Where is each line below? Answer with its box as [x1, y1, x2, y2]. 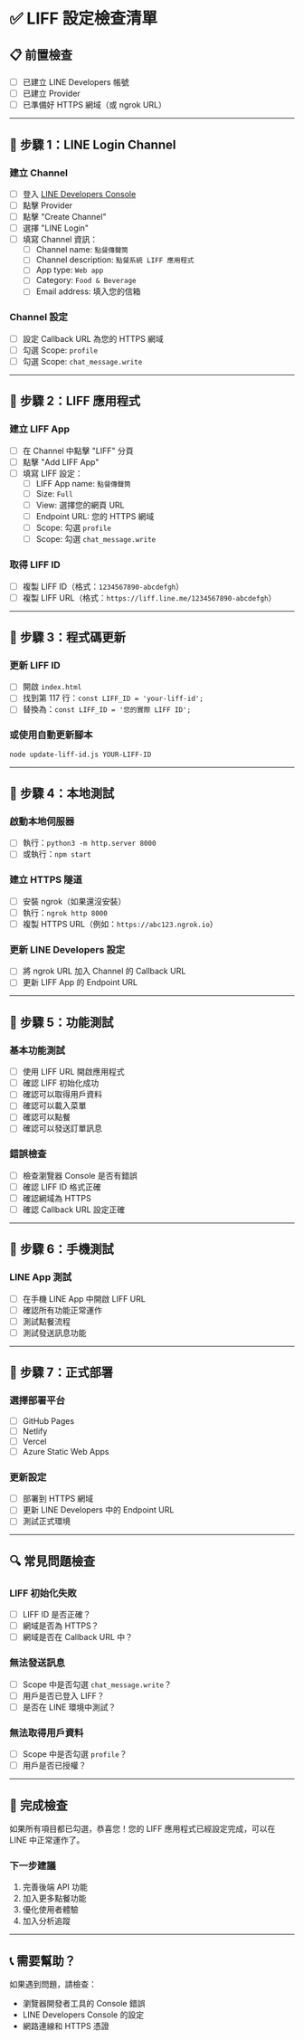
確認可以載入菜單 [22, 1100, 87, 1111]
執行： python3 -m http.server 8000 [22, 838, 157, 849]
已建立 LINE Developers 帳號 [22, 77, 129, 87]
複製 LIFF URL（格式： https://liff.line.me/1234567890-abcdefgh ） [22, 592, 277, 603]
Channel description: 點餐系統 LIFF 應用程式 [35, 254, 195, 265]
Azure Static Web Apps [22, 1446, 109, 1456]
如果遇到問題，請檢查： [9, 1978, 97, 1990]
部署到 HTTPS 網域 [22, 1494, 94, 1504]
